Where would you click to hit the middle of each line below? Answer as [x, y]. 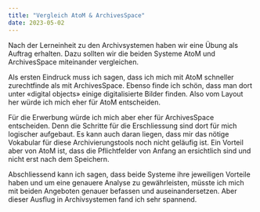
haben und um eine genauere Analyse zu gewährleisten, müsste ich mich [126, 182]
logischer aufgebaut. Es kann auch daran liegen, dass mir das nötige [119, 133]
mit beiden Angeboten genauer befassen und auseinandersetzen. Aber [123, 191]
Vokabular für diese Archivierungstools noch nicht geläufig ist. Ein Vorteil [126, 142]
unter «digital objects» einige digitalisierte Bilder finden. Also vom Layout [126, 93]
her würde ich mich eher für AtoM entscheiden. [84, 102]
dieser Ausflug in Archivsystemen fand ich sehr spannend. [103, 199]
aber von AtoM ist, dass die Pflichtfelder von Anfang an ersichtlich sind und [130, 151]
